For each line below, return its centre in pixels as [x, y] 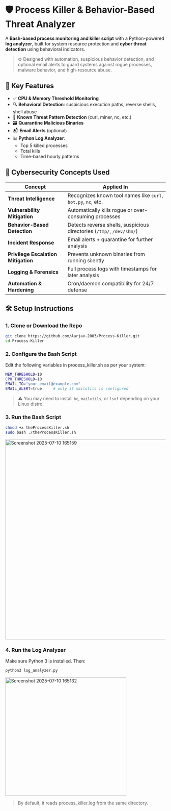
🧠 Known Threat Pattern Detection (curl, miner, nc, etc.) [72, 117]
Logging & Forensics [33, 272]
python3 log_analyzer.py [32, 671]
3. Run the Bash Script [33, 417]
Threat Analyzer [40, 24]
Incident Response [31, 242]
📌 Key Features [30, 86]
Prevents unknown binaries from [106, 254]
